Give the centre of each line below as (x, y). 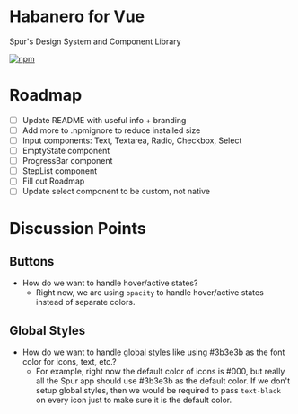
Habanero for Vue (77, 17)
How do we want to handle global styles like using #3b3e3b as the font (153, 352)
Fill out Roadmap (53, 181)
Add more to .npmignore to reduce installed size (111, 130)
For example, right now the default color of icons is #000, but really (160, 372)
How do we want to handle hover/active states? (110, 283)
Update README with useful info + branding (104, 120)
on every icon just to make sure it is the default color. (134, 400)
